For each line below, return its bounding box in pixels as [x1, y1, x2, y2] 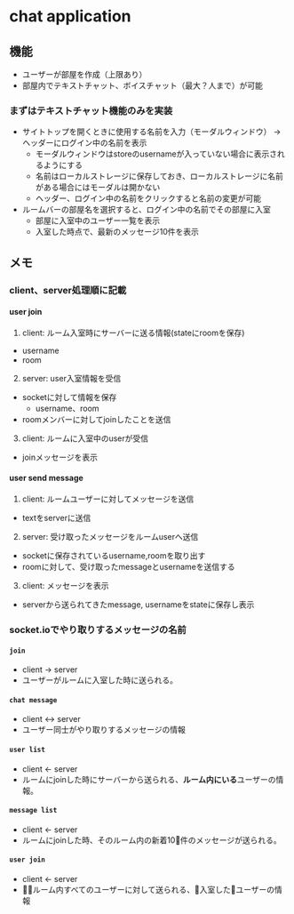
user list [9, 745, 46, 754]
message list [9, 806, 58, 815]
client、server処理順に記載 [9, 284, 127, 296]
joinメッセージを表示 [21, 452, 98, 462]
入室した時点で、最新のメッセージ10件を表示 [35, 227, 200, 237]
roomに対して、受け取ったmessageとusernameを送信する [21, 562, 235, 573]
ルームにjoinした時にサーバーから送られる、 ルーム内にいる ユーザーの [21, 774, 277, 784]
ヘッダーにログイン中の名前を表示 [21, 138, 147, 148]
